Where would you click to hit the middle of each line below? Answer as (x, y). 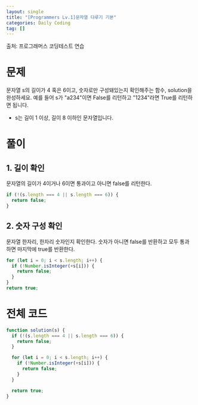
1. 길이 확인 (25, 168)
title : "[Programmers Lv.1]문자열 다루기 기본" (61, 17)
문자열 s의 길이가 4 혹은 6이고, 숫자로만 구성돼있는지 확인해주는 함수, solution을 (99, 90)
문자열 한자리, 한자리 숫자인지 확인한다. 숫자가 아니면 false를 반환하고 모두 (92, 241)
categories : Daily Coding (38, 23)
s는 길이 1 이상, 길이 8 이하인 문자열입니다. (64, 118)
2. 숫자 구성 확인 (34, 226)
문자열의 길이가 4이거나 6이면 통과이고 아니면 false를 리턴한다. (79, 183)
